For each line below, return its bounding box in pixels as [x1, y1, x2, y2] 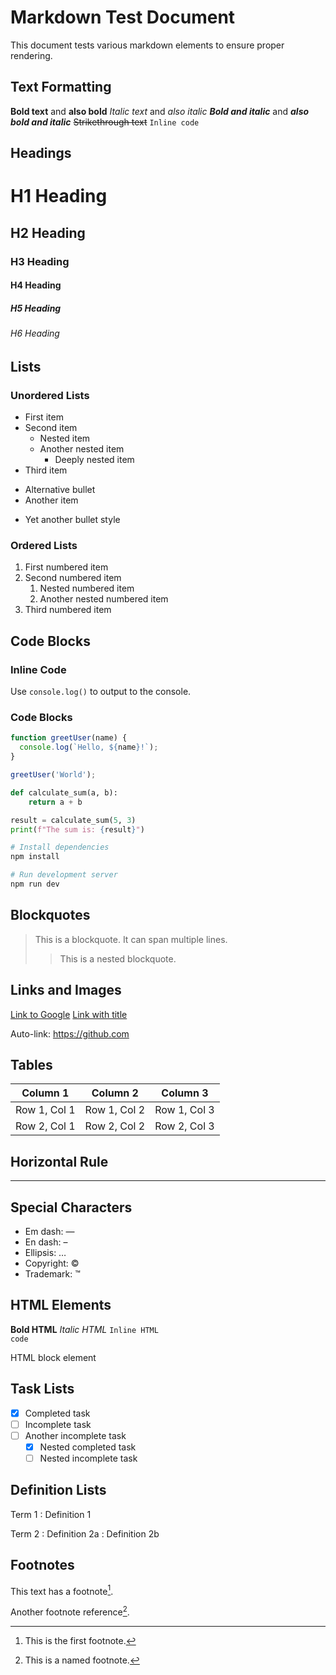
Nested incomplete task [39, 1452, 138, 1464]
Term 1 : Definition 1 [10, 1508, 92, 1520]
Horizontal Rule [10, 1153, 109, 1170]
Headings [10, 145, 72, 162]
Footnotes [10, 1557, 75, 1574]
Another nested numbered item [39, 593, 169, 605]
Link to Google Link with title [10, 1008, 128, 1020]
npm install [10, 852, 60, 862]
